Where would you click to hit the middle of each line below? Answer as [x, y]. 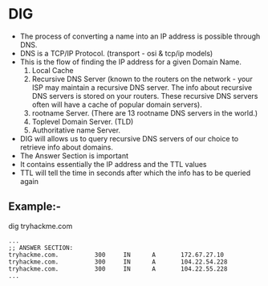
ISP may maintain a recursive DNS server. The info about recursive [142, 87]
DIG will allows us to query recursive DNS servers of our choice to [129, 138]
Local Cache [53, 70]
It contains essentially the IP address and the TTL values [113, 164]
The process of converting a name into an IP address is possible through [140, 36]
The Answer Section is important [74, 155]
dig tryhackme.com [41, 226]
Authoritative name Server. [76, 130]
